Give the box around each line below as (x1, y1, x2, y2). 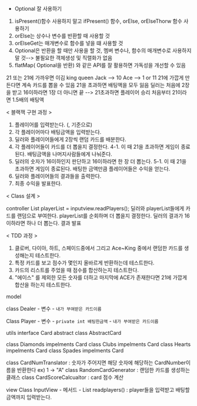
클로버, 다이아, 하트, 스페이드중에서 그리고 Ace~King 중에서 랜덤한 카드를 (14, 244, 183, 251)
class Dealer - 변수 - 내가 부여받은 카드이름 (6, 305, 102, 312)
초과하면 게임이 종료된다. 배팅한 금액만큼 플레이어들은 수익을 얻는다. (14, 165, 171, 172)
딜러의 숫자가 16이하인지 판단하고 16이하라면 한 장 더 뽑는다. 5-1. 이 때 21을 (14, 158, 187, 165)
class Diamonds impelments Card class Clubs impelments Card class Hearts (6, 341, 191, 348)
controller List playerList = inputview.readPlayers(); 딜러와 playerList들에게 (6, 205, 185, 212)
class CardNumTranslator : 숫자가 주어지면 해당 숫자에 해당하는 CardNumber (6, 359, 186, 366)
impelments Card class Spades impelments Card (6, 347, 124, 354)
